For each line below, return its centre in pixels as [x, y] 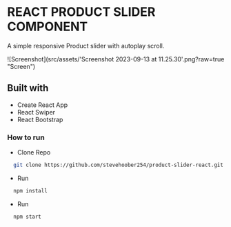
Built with [28, 88]
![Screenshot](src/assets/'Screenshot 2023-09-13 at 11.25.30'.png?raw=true [116, 59]
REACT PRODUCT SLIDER [81, 12]
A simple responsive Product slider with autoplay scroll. [86, 46]
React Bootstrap [40, 119]
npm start [27, 217]
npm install [31, 190]
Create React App [42, 105]
